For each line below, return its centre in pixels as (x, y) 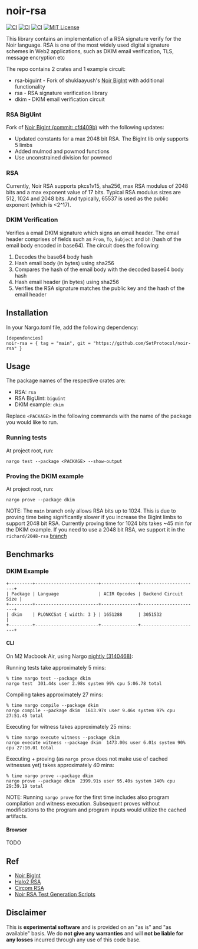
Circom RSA (29, 888)
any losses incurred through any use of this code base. (73, 940)
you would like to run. (32, 422)
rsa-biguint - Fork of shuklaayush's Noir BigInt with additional (89, 80)
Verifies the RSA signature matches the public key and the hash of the (100, 288)
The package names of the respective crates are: (66, 381)
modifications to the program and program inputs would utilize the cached (96, 810)
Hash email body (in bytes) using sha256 (65, 263)
